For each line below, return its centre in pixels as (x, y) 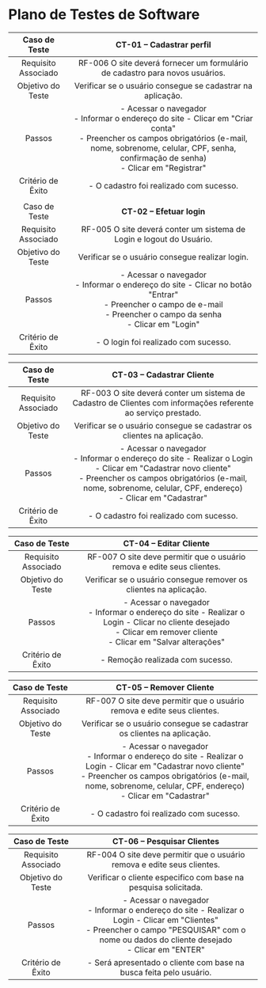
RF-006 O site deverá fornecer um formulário (163, 63)
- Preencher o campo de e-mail (163, 304)
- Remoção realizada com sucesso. (166, 659)
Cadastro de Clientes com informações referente (163, 403)
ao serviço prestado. (163, 412)
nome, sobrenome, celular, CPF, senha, (163, 148)
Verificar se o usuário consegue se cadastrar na (163, 85)
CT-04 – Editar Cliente (166, 543)
